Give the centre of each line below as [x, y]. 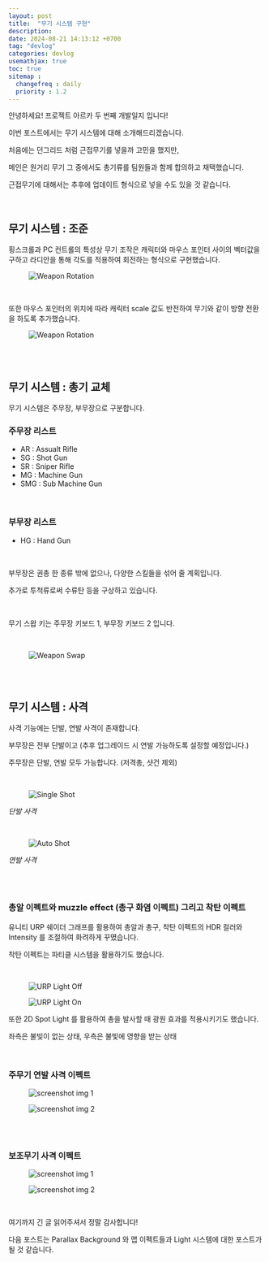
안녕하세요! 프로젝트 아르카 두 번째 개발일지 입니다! [88, 115]
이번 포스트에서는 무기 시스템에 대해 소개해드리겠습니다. [96, 133]
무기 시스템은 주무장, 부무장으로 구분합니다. [77, 408]
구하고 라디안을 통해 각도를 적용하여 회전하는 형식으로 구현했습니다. [114, 260]
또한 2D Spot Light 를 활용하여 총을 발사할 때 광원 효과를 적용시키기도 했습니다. [134, 1019]
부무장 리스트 [32, 523]
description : [30, 31]
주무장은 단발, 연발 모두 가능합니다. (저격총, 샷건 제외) [93, 763]
